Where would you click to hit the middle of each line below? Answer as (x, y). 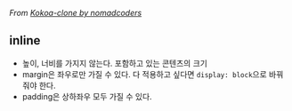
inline (25, 40)
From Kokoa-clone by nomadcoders (76, 13)
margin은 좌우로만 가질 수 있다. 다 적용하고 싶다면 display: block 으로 (144, 74)
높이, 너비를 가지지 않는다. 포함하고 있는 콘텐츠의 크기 (114, 63)
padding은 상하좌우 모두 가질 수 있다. (87, 96)
